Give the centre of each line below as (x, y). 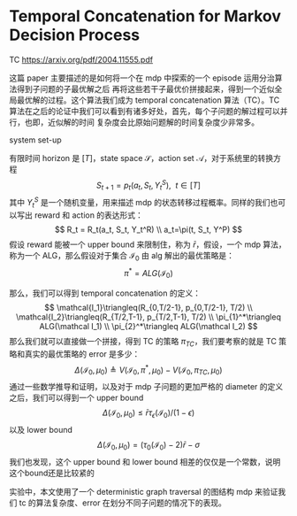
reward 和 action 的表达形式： (89, 215)
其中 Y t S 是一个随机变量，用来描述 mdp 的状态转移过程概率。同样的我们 (140, 203)
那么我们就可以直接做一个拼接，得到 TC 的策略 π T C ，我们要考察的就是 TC (143, 343)
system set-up (35, 140)
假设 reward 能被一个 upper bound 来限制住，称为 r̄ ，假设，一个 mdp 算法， (148, 244)
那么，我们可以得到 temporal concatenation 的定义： (105, 293)
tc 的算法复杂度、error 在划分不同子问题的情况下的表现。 (123, 503)
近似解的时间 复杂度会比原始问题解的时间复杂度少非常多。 (153, 122)
